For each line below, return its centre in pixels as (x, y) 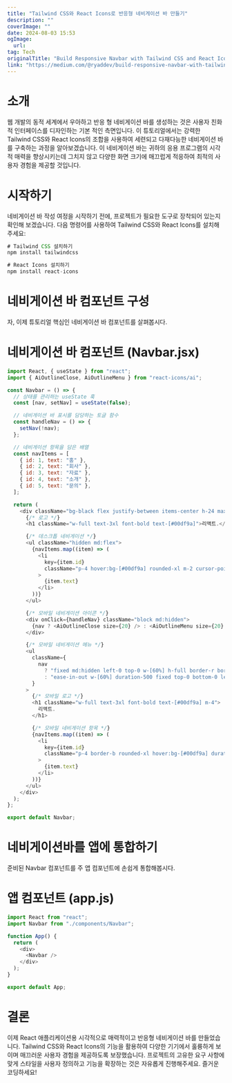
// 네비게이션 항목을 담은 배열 (51, 447)
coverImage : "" (29, 26)
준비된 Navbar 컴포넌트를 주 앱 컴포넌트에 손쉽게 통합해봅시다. (91, 868)
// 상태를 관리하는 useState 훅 (54, 397)
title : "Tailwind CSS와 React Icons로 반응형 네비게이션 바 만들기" (98, 13)
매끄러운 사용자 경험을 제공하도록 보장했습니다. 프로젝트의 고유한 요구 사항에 (122, 1055)
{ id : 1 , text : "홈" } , (53, 460)
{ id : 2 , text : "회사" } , (55, 467)
